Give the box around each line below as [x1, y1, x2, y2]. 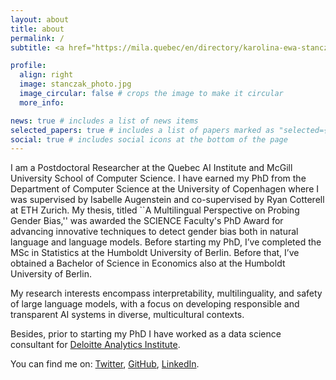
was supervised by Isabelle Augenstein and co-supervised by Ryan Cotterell [10, 194, 325, 206]
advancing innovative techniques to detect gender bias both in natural [10, 226, 299, 238]
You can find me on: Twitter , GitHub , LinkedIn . [10, 358, 200, 370]
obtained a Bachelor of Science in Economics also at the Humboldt [10, 257, 286, 270]
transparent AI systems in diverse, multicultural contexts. [10, 309, 245, 321]
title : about [10, 24, 65, 34]
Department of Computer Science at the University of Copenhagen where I [10, 183, 320, 195]
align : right [19, 70, 74, 80]
